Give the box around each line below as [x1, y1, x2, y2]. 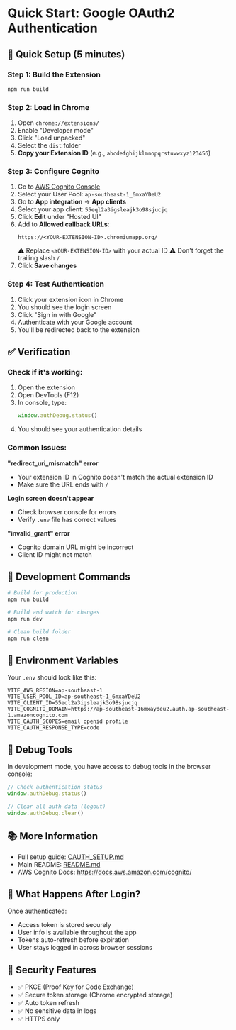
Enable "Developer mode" [17, 126, 94, 135]
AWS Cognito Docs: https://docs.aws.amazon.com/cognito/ [17, 868, 192, 876]
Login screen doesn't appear [7, 494, 94, 502]
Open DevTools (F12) [17, 391, 79, 399]
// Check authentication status [7, 784, 103, 791]
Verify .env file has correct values [17, 515, 117, 524]
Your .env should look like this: [7, 673, 97, 682]
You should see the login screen [17, 303, 112, 311]
